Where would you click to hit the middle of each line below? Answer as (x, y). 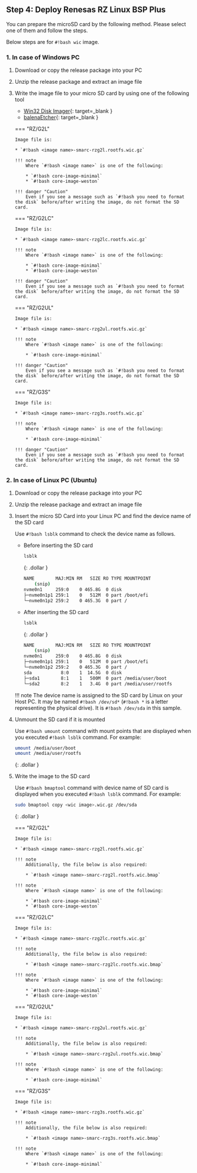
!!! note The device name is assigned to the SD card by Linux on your (99, 695)
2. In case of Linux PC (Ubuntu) (52, 480)
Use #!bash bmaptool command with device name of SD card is (92, 788)
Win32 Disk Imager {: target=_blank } (68, 111)
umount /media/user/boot (45, 748)
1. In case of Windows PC (43, 57)
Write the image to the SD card (52, 776)
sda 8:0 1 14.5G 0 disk (73, 673)
